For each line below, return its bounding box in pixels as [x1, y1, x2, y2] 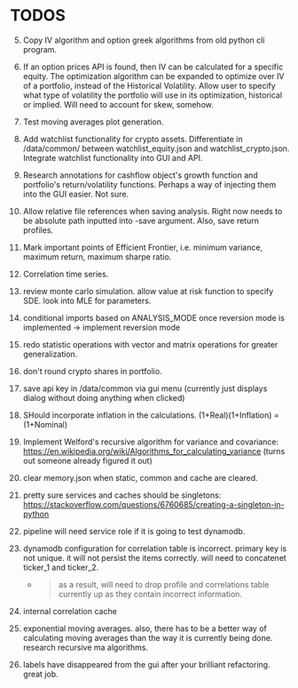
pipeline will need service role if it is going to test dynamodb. [22, 525, 246, 536]
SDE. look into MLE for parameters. [22, 295, 152, 306]
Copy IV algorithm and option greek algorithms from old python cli [22, 35, 265, 45]
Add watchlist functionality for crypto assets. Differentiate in [22, 133, 243, 144]
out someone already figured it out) [22, 455, 153, 466]
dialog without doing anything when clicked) [22, 392, 185, 403]
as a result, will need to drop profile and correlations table [58, 579, 270, 589]
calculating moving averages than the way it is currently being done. [22, 632, 273, 643]
